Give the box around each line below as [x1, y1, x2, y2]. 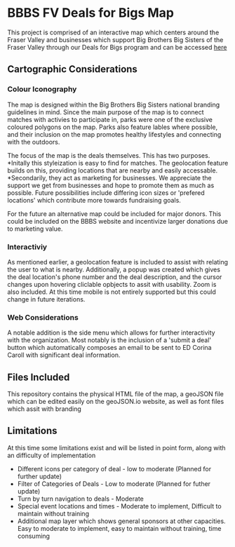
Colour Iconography [7, 84, 77, 94]
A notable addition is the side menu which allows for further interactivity [7, 328, 215, 337]
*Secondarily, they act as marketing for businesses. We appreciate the [7, 173, 212, 182]
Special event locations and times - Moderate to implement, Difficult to [17, 501, 222, 510]
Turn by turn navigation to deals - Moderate [17, 494, 144, 503]
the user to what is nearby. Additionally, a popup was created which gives [7, 265, 221, 273]
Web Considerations [7, 312, 79, 322]
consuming [17, 532, 51, 540]
